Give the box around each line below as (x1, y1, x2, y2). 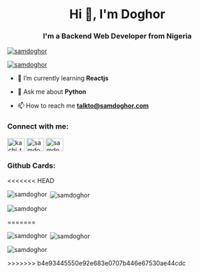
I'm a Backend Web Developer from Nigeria (43, 31, 192, 41)
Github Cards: (7, 161, 56, 170)
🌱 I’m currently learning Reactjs (17, 74, 109, 82)
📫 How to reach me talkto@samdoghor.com (17, 101, 149, 110)
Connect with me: (7, 121, 69, 131)
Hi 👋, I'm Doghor (69, 6, 165, 22)
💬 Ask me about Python (17, 87, 87, 96)
